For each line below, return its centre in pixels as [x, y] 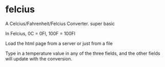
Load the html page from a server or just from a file [59, 43]
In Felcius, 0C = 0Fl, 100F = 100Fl [40, 33]
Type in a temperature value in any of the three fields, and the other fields [83, 53]
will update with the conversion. [39, 59]
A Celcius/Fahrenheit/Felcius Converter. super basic [60, 24]
